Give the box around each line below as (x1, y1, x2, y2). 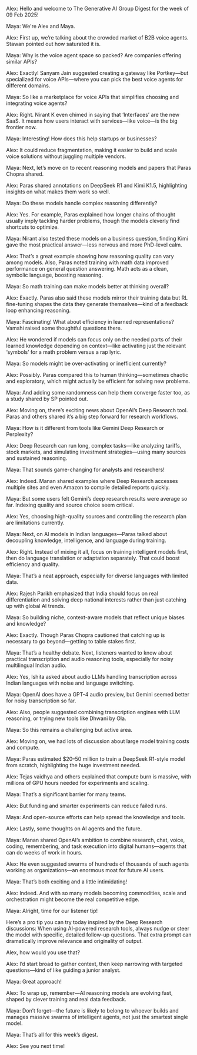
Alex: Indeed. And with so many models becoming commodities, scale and (6, 890, 186, 896)
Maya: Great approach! (6, 978, 62, 985)
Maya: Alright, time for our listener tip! (6, 908, 98, 914)
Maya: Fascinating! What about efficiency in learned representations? (6, 318, 175, 325)
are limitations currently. (6, 519, 65, 526)
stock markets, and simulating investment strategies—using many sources (6, 448, 186, 455)
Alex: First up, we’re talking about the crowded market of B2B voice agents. (6, 34, 189, 41)
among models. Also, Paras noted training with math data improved (6, 259, 169, 266)
